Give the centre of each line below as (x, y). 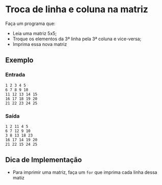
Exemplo (19, 60)
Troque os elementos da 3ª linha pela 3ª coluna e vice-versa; (77, 39)
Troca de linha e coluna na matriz (77, 9)
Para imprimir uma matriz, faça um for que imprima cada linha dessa (85, 172)
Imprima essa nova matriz (40, 44)
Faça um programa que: (31, 23)
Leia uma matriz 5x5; (35, 33)
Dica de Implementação (44, 160)
